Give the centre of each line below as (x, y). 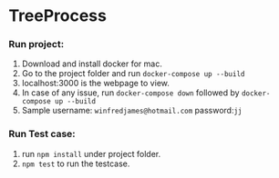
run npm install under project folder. (91, 153)
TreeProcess (57, 16)
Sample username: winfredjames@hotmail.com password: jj (132, 111)
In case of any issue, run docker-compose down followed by (130, 93)
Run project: (36, 44)
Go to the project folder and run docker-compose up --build (133, 74)
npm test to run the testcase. (76, 163)
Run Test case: (42, 134)
